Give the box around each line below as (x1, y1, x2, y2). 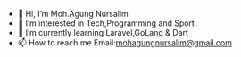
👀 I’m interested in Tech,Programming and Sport (17, 18, 195, 28)
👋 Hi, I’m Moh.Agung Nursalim (17, 9, 129, 19)
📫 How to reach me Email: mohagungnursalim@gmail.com (17, 37, 233, 48)
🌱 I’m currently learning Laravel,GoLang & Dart (17, 28, 189, 37)
